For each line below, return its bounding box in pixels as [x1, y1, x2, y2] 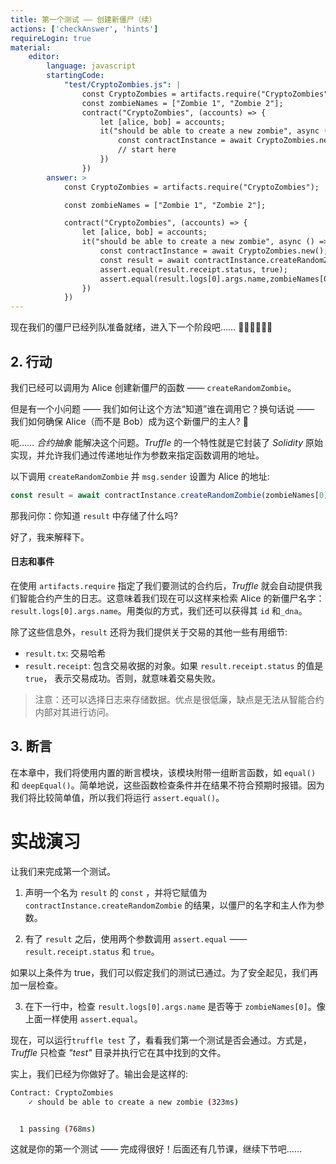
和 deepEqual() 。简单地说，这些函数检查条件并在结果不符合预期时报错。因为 [10, 779, 325, 791]
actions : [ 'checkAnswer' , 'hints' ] [10, 24, 159, 34]
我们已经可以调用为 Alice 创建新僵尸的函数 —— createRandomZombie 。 [10, 381, 297, 393]
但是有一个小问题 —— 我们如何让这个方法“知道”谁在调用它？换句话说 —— [10, 402, 315, 415]
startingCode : [46, 71, 105, 81]
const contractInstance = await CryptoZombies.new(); [99, 246, 329, 256]
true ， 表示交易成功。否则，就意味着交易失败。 [24, 672, 222, 685]
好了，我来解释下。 [10, 531, 90, 543]
